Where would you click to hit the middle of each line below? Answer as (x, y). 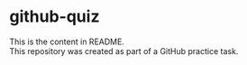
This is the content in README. (67, 42)
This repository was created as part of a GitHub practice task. (124, 51)
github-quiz (55, 17)
